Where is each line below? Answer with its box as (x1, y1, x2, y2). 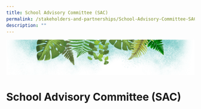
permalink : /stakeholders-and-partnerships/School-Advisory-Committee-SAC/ (6, 16, 199, 22)
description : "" (6, 22, 47, 28)
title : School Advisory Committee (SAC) (6, 10, 109, 16)
